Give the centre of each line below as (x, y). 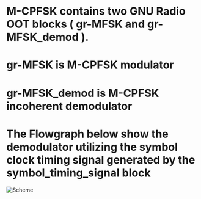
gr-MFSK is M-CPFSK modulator (90, 65)
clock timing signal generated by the (101, 160)
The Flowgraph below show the (88, 134)
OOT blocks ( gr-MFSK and (76, 24)
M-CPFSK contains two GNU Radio (96, 11)
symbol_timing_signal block (79, 173)
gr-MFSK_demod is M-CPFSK (83, 93)
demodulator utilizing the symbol (92, 147)
